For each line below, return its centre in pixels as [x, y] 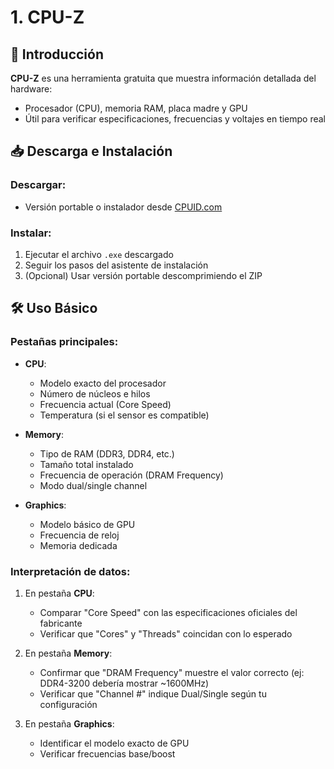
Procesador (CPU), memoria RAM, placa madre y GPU [136, 108]
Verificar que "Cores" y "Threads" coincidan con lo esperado [166, 633]
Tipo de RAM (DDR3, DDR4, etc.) [107, 453]
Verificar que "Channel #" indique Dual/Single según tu [153, 693]
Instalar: [31, 233]
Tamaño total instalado [86, 464]
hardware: [31, 89]
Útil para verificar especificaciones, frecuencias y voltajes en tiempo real [175, 119]
